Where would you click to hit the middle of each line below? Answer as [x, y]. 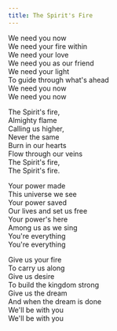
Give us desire [31, 276]
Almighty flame [33, 120]
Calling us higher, [36, 128]
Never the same [34, 137]
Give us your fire [35, 259]
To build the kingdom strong [54, 285]
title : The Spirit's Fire [50, 15]
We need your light [38, 71]
